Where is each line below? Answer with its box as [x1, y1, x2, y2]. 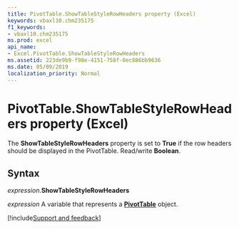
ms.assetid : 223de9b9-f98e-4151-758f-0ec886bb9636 [7, 57, 161, 64]
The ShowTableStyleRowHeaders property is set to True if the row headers [7, 139, 232, 148]
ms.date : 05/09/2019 [7, 63, 69, 70]
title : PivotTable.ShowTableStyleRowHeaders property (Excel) [7, 10, 196, 18]
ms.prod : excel [7, 37, 53, 44]
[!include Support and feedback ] [7, 214, 101, 223]
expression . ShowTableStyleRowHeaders [7, 186, 130, 195]
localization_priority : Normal [7, 70, 101, 77]
